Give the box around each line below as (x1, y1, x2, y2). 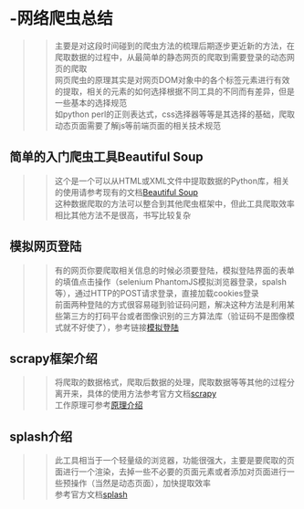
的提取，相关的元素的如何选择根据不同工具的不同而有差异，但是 (54, 86, 295, 97)
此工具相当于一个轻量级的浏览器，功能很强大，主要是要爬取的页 (54, 455, 295, 466)
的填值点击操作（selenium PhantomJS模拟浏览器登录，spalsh (54, 275, 288, 287)
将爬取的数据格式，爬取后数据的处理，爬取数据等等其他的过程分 (54, 377, 295, 388)
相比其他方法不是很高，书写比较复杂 (54, 209, 192, 220)
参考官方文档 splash (54, 489, 128, 500)
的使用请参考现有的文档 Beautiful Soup (54, 186, 199, 197)
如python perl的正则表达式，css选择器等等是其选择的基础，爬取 (54, 109, 295, 119)
